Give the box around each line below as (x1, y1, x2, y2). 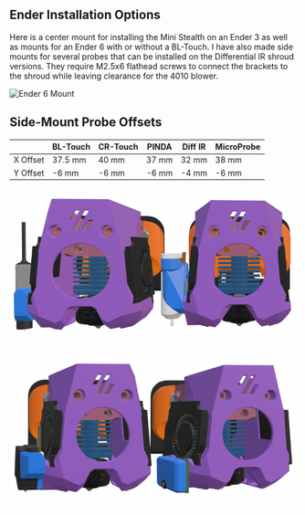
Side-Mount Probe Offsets (9, 114, 163, 131)
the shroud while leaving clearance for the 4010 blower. (9, 70, 219, 81)
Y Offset (13, 167, 45, 178)
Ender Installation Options (9, 7, 162, 23)
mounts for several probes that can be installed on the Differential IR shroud (9, 50, 294, 62)
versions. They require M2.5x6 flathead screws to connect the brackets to (9, 60, 289, 71)
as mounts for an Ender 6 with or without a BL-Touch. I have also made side (9, 41, 294, 52)
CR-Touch (98, 142, 139, 152)
